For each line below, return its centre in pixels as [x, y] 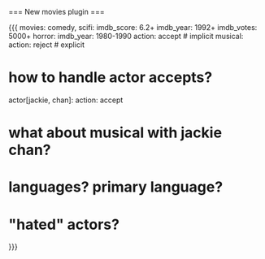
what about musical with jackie [115, 133]
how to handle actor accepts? [111, 78]
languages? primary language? [116, 187]
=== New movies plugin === [56, 12]
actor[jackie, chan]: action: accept [66, 100]
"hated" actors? [64, 224]
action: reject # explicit [47, 45]
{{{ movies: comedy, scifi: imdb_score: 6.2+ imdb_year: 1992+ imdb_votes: [133, 27]
